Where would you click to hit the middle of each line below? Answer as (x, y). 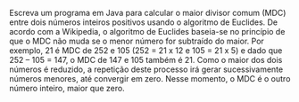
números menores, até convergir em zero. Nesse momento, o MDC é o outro (150, 78)
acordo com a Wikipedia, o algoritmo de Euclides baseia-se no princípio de (147, 31)
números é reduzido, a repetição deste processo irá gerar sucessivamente (146, 69)
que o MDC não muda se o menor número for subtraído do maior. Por (137, 41)
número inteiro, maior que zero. (67, 88)
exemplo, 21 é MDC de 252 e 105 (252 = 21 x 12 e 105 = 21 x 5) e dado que (146, 51)
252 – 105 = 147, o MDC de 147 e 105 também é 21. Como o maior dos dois (146, 60)
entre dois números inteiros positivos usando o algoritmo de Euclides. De (144, 22)
